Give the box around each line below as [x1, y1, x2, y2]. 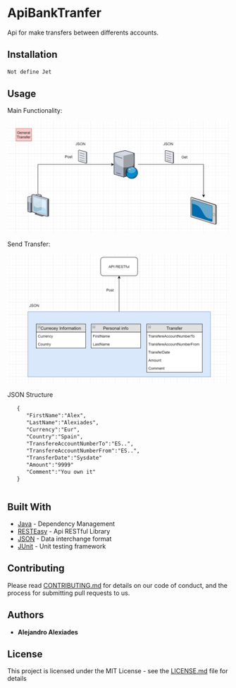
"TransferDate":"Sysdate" [25, 455, 102, 462]
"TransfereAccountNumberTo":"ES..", [25, 441, 134, 448]
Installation [7, 49, 58, 61]
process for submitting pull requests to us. [7, 589, 130, 597]
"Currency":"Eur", [25, 426, 80, 434]
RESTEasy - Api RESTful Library [17, 527, 111, 536]
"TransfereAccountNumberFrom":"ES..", [25, 448, 140, 455]
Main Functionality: [7, 106, 63, 115]
